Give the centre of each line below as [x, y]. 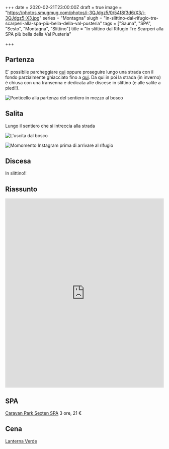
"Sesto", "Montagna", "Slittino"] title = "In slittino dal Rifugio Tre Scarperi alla [84, 29]
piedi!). [13, 88]
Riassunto [21, 189]
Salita [14, 114]
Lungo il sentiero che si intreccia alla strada [50, 126]
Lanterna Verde [21, 441]
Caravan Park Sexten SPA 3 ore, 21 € [44, 413]
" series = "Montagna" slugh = [71, 18]
